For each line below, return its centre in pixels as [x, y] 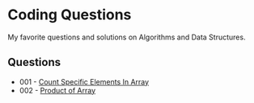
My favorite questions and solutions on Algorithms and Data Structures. [127, 37]
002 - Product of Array [57, 90]
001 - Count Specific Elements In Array [84, 81]
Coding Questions [70, 15]
